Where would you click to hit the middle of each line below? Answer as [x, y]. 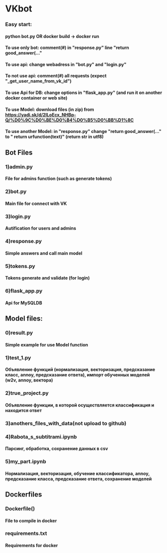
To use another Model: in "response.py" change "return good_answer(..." [83, 131]
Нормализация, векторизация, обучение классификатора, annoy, [78, 473]
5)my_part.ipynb [26, 461]
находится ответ [24, 410]
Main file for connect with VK [36, 203]
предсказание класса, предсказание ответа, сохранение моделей [79, 478]
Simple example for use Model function [47, 344]
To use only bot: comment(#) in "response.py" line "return [67, 47]
